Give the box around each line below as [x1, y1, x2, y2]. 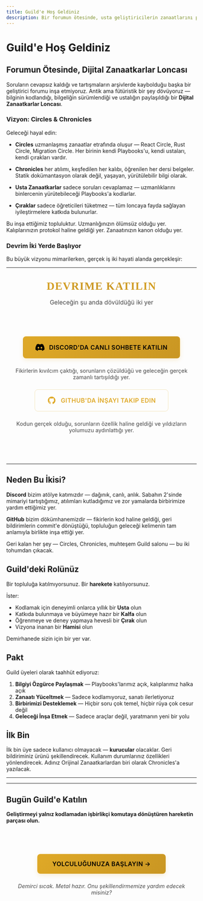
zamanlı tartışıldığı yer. [72, 373, 130, 381]
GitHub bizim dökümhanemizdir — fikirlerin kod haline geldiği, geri [6, 515, 172, 523]
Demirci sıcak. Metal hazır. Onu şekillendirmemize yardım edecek [18, 883, 185, 890]
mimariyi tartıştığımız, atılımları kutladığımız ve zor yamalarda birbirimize [6, 497, 185, 504]
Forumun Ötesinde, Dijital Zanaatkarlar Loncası [6, 65, 188, 75]
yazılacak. [6, 765, 31, 773]
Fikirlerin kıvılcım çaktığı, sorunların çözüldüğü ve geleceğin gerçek [15, 367, 188, 375]
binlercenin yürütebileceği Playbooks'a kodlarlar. [14, 190, 137, 197]
